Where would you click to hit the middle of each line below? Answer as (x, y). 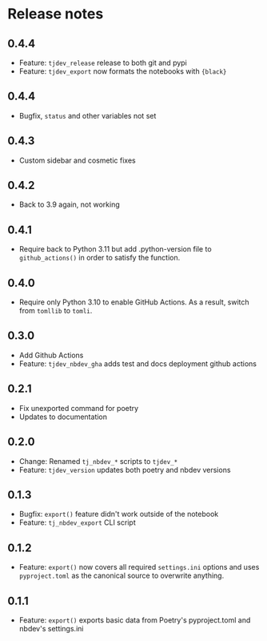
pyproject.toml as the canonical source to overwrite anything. (122, 576)
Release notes (56, 14)
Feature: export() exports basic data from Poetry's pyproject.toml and (135, 620)
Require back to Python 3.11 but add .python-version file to (116, 249)
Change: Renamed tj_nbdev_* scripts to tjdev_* (98, 461)
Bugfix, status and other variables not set (88, 115)
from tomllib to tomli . (56, 311)
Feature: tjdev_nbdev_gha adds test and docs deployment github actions (138, 363)
